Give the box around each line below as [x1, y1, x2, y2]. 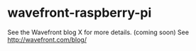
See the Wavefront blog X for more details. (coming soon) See [7, 28, 190, 36]
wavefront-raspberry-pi [7, 5, 152, 21]
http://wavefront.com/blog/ [7, 35, 87, 43]
